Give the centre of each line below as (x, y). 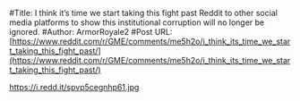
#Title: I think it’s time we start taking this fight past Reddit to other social (143, 13)
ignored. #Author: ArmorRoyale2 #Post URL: (91, 32)
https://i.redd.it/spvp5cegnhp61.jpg (74, 87)
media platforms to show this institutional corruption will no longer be (137, 22)
